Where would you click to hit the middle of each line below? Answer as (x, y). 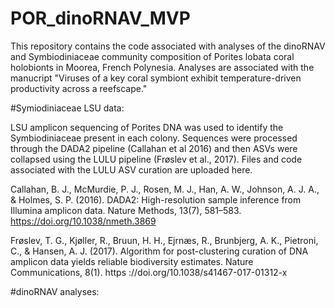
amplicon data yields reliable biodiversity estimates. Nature (132, 261)
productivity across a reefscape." (79, 88)
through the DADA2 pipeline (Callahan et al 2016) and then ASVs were (154, 148)
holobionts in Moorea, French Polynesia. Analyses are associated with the (162, 67)
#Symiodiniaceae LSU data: (67, 108)
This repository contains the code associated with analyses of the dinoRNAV (168, 46)
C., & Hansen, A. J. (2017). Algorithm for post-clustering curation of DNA (159, 251)
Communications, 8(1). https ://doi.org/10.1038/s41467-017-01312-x (149, 272)
